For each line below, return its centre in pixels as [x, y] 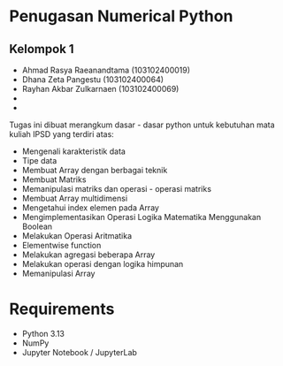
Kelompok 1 [42, 49]
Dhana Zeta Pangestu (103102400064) [93, 80]
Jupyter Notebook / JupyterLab [79, 352]
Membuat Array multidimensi [75, 198]
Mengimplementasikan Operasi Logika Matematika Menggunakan [141, 217]
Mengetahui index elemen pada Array [90, 208]
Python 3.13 [43, 333]
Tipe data [39, 160]
